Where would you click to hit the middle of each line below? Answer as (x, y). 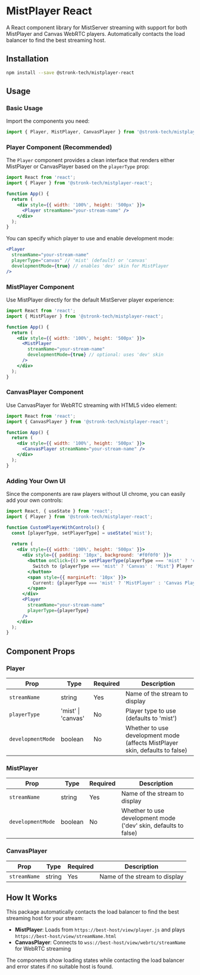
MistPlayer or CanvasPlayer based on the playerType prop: (78, 167)
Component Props (41, 651)
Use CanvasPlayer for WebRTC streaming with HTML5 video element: (92, 405)
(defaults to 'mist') (151, 718)
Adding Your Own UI (36, 481)
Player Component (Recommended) (59, 147)
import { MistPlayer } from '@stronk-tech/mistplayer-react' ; (85, 316)
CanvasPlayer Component (45, 392)
